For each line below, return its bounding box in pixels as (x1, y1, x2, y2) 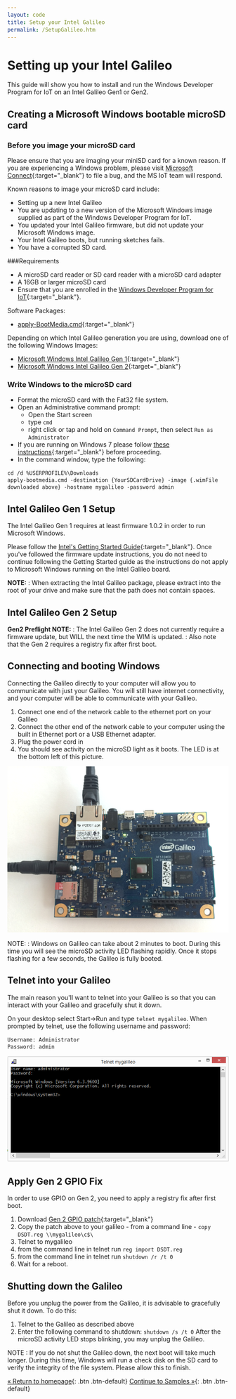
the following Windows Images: (7, 341, 98, 349)
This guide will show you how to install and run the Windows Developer (7, 81, 214, 89)
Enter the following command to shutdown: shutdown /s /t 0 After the (17, 1327, 221, 1336)
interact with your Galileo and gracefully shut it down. (7, 1001, 162, 1009)
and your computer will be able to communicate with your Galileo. (7, 694, 197, 702)
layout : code (7, 11, 46, 18)
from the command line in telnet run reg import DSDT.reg (17, 1245, 183, 1254)
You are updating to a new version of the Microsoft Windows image (17, 206, 213, 214)
